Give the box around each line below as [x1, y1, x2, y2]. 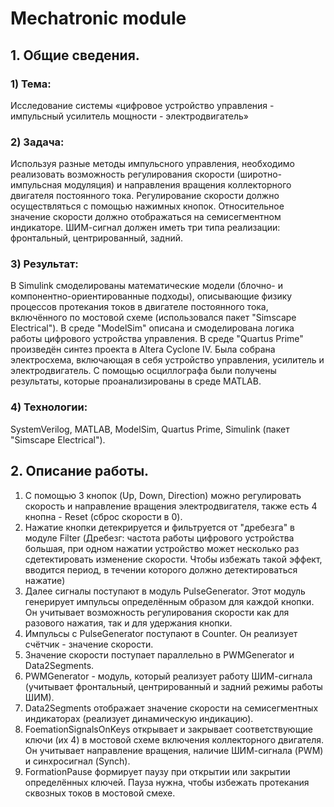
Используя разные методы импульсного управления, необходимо [10, 158, 295, 170]
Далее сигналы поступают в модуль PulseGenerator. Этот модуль [24, 585, 306, 597]
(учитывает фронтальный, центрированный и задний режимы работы [24, 680, 323, 692]
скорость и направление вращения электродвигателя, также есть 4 [24, 500, 318, 512]
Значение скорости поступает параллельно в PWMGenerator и [24, 648, 295, 661]
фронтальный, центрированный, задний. [10, 232, 183, 244]
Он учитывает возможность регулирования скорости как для [24, 606, 290, 618]
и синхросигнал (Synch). [24, 755, 131, 767]
